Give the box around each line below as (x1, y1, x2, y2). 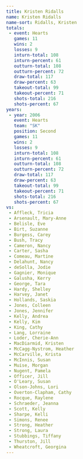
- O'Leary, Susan (8, 379, 51, 385)
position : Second (13, 128, 57, 135)
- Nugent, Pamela (8, 368, 51, 374)
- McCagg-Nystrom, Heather (8, 346, 75, 352)
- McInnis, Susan (8, 357, 51, 363)
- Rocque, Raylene (8, 395, 54, 401)
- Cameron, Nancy (8, 242, 51, 249)
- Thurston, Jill (8, 439, 51, 444)
